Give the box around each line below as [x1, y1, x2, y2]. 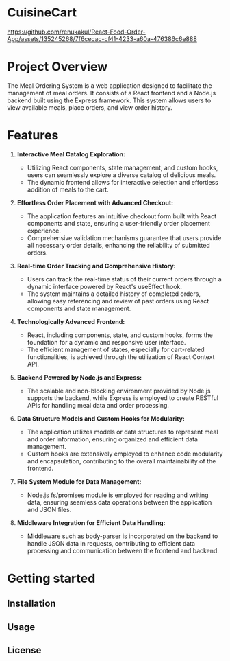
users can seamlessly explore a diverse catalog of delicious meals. [27, 170, 216, 179]
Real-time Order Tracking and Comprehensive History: [16, 262, 176, 270]
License [7, 645, 42, 656]
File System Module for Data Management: [16, 477, 142, 485]
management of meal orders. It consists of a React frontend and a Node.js [7, 89, 216, 97]
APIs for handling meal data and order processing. [27, 401, 170, 409]
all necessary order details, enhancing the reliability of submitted [27, 241, 210, 249]
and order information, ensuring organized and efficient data [27, 434, 199, 443]
